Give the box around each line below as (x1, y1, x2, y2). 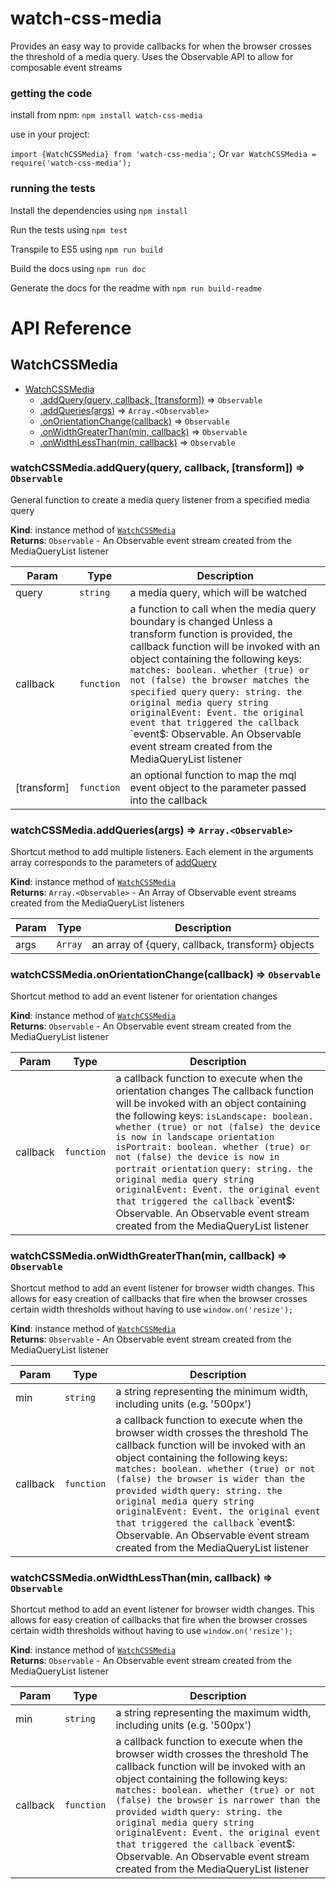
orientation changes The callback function (115, 1084, 315, 1098)
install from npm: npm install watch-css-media (10, 109, 203, 121)
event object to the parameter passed (129, 780, 307, 794)
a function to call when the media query (129, 602, 317, 616)
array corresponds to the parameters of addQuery (10, 857, 217, 869)
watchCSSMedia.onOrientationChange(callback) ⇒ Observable (10, 968, 321, 982)
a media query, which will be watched (129, 585, 308, 599)
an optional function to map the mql (129, 768, 297, 782)
